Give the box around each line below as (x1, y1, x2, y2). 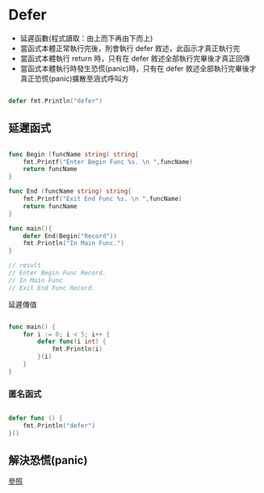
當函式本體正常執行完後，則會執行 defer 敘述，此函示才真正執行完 (19, 43, 241, 53)
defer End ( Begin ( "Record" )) (23, 232, 117, 240)
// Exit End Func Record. (8, 284, 95, 292)
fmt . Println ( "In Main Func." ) (23, 240, 125, 248)
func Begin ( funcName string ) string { (8, 150, 139, 158)
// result (8, 261, 42, 269)
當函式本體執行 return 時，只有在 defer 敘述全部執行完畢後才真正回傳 (19, 53, 250, 63)
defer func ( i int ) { (37, 337, 107, 346)
